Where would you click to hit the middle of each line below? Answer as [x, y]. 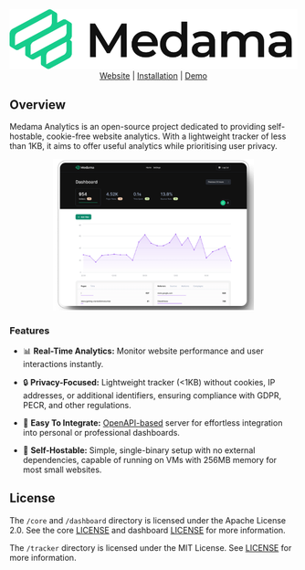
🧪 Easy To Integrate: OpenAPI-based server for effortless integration [152, 423]
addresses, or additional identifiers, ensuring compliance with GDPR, [152, 396]
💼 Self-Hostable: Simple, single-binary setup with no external [139, 450]
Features [30, 331]
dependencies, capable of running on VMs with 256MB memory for [149, 460]
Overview [38, 105]
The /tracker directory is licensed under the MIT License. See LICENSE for [151, 547]
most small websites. [62, 470]
